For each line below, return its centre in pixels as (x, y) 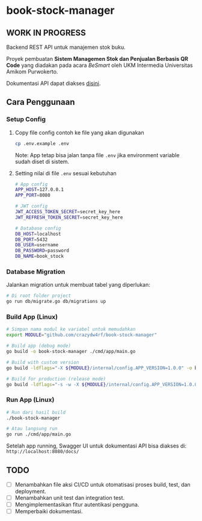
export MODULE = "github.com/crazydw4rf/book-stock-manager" (82, 335)
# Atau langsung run (32, 429)
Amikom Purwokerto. (32, 72)
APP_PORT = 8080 (32, 195)
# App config (31, 184)
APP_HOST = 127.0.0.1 (39, 190)
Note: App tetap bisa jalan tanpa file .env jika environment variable (97, 155)
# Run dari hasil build (36, 412)
